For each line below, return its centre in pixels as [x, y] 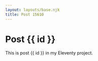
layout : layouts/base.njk [32, 10]
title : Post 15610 [24, 14]
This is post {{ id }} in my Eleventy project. [49, 53]
